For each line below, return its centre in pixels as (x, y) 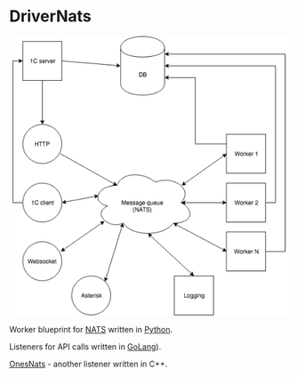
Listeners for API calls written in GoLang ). (85, 347)
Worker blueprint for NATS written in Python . (91, 330)
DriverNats (50, 16)
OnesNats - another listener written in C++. (88, 364)
